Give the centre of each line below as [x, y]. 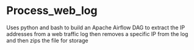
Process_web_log [52, 11]
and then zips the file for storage [47, 40]
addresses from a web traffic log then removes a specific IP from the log [97, 34]
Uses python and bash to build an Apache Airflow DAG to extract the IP [95, 27]
